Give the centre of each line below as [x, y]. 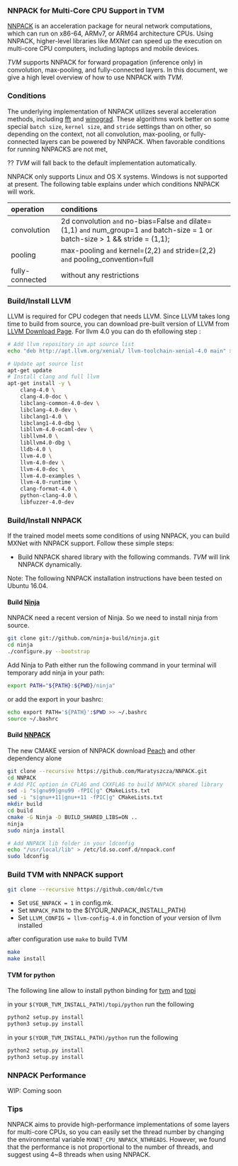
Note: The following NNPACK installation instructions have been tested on [115, 578]
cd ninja [20, 645]
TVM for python [31, 975]
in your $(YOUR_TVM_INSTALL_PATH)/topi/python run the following [101, 1004]
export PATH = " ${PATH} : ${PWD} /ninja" [61, 686]
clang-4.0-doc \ [44, 397]
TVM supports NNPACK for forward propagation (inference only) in [105, 62]
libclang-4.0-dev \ [49, 410]
